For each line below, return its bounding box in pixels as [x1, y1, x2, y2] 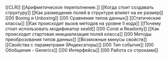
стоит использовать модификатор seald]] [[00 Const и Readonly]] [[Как [5, 26, 159, 32]
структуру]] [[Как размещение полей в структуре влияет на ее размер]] [5, 10, 163, 16]
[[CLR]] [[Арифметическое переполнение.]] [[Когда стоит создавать [5, 5, 154, 10]
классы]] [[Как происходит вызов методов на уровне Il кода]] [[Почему [5, 20, 161, 26]
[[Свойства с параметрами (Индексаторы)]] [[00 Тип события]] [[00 [5, 42, 154, 47]
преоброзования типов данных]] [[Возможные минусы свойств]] [5, 36, 147, 42]
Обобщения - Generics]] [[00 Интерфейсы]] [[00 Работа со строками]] [5, 47, 158, 53]
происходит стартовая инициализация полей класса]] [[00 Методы [5, 31, 152, 37]
